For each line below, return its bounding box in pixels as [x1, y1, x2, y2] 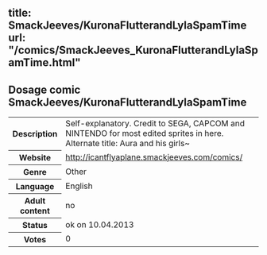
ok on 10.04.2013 [65, 218, 134, 230]
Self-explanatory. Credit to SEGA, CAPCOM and [65, 118, 245, 129]
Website [18, 152, 52, 163]
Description [12, 128, 58, 139]
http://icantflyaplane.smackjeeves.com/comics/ [65, 151, 243, 162]
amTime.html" [8, 56, 81, 70]
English [65, 180, 93, 191]
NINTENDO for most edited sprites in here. [65, 128, 224, 139]
